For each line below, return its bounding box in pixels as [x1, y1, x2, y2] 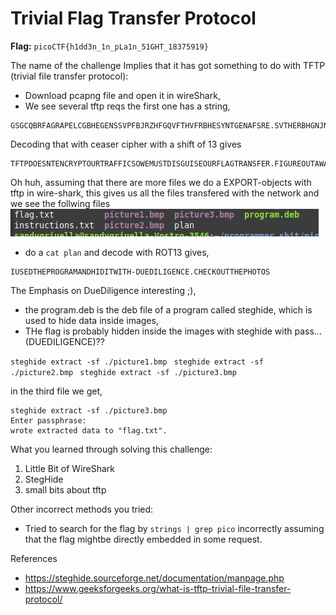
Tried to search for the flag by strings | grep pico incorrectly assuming [24, 522, 325, 534]
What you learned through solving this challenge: [10, 443, 213, 455]
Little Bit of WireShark [24, 462, 116, 474]
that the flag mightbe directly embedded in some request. [24, 533, 263, 545]
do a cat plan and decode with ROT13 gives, [24, 246, 210, 258]
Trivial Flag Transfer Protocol [10, 7, 257, 30]
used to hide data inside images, [24, 314, 159, 326]
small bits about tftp [24, 483, 107, 496]
